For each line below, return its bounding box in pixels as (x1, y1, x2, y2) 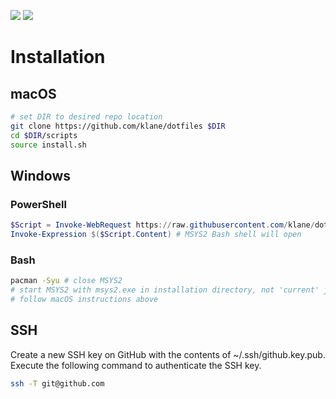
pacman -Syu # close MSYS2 (10, 276, 123, 286)
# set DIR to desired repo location (10, 112, 163, 122)
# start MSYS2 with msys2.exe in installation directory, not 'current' (10, 285, 320, 295)
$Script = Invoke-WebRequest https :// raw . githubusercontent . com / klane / (10, 220, 315, 230)
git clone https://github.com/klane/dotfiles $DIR (10, 121, 226, 131)
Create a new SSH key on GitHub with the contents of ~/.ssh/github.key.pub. (10, 348, 326, 360)
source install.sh (10, 140, 87, 150)
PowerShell (10, 197, 67, 211)
